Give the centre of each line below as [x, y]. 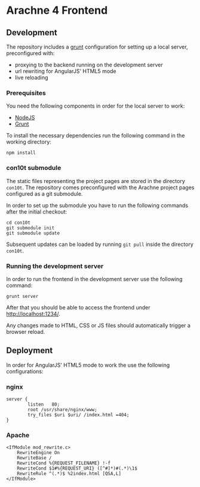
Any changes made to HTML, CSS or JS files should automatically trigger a [99, 325]
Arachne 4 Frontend [57, 10]
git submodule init [30, 228]
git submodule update [33, 233]
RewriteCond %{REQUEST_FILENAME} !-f [64, 463]
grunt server [22, 296]
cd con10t [19, 223]
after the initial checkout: [37, 211]
